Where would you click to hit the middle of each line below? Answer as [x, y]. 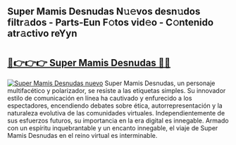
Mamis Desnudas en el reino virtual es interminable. [82, 135]
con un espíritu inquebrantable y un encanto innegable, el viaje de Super [113, 128]
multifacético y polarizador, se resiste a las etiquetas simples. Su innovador [117, 90]
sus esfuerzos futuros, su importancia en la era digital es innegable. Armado [118, 120]
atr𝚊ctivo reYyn [42, 33]
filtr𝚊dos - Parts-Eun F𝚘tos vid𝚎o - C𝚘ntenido [110, 23]
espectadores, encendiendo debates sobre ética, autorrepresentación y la [115, 106]
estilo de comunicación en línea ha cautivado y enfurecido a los [100, 98]
